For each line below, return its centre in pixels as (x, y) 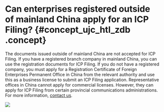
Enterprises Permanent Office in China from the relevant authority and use (80, 74)
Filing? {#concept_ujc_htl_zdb (68, 30)
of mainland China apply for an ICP (77, 19)
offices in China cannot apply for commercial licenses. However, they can (79, 85)
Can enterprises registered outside (78, 9)
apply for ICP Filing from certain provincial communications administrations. (82, 90)
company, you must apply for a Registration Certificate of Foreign (71, 69)
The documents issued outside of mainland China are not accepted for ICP (80, 54)
